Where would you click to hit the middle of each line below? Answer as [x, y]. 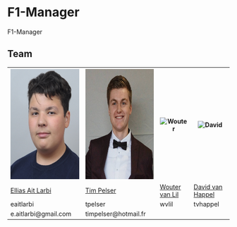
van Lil [169, 194]
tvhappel [207, 204]
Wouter [170, 187]
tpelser [95, 204]
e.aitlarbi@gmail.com [41, 214]
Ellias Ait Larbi [31, 190]
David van [208, 187]
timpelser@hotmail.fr [115, 214]
